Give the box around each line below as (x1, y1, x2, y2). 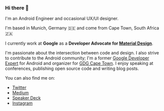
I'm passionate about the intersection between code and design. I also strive (5, 50, 159, 56)
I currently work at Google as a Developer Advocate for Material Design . (5, 40, 153, 46)
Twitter (12, 84, 27, 90)
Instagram (12, 100, 33, 106)
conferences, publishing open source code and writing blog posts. (5, 66, 140, 72)
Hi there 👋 (5, 4, 29, 11)
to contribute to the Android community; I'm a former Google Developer (5, 55, 149, 61)
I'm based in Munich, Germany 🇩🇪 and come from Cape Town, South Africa (5, 25, 159, 31)
